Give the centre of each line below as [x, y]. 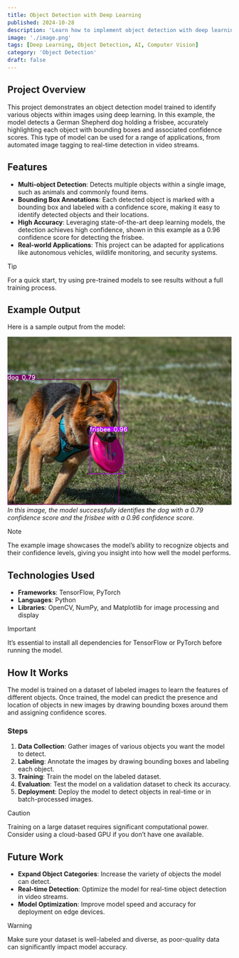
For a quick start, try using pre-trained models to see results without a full [115, 280]
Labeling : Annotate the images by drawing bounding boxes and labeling [123, 762]
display [28, 615]
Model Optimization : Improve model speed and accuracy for [107, 905]
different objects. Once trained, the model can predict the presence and [113, 697]
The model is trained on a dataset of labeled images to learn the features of [118, 690]
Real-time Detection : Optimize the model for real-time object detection [122, 889]
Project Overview [47, 90]
